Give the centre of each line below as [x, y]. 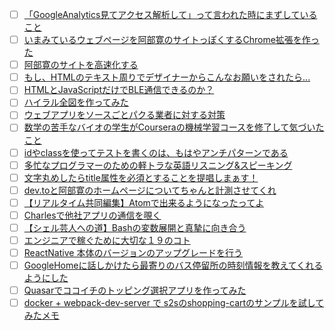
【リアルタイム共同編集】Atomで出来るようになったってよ [144, 202]
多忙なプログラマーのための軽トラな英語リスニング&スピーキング [158, 165]
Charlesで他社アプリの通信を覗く [92, 215]
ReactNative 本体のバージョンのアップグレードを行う [133, 252]
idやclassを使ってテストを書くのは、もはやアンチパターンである [156, 152]
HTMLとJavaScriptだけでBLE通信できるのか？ [119, 90]
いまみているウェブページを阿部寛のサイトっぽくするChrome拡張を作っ [171, 40]
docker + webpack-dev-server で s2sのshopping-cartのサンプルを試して [174, 303]
